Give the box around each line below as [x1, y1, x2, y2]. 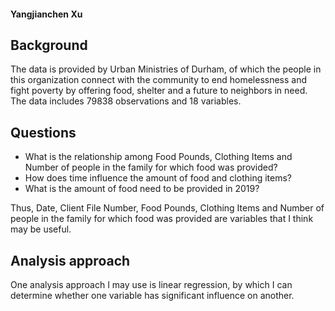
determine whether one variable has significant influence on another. [10, 290, 295, 302]
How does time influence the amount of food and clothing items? [24, 172, 292, 184]
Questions [10, 124, 77, 141]
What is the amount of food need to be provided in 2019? [24, 183, 260, 195]
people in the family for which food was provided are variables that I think [10, 213, 314, 225]
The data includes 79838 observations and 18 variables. [10, 95, 242, 107]
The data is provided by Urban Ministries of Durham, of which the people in [10, 63, 322, 75]
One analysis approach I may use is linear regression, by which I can [10, 279, 293, 291]
